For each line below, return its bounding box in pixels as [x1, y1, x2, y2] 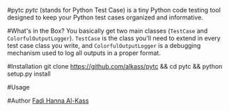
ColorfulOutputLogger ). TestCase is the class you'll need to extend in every [7, 34, 221, 42]
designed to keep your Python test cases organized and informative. [7, 13, 203, 22]
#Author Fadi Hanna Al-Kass [7, 96, 89, 105]
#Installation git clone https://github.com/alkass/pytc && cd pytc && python [7, 62, 223, 70]
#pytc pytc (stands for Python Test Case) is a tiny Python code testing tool [7, 6, 221, 14]
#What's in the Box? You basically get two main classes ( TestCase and [7, 27, 208, 35]
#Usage [7, 83, 30, 91]
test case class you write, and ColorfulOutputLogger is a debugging [7, 42, 201, 49]
